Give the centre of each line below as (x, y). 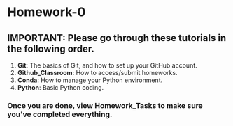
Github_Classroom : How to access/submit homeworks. (97, 73)
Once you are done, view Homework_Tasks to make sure (105, 105)
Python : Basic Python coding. (61, 87)
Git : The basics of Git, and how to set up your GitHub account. (107, 65)
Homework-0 (47, 12)
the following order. (51, 48)
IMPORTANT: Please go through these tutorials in (117, 38)
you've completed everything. (60, 114)
